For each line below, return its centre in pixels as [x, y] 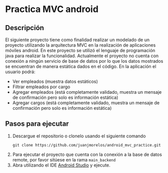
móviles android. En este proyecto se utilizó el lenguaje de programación [80, 50]
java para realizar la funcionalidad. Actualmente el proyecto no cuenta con [82, 56]
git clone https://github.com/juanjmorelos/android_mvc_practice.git [87, 145]
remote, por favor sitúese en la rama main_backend [64, 159]
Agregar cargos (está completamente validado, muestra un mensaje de [86, 103]
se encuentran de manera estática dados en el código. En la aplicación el [81, 66]
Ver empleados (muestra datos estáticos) [55, 81]
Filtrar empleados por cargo [41, 87]
